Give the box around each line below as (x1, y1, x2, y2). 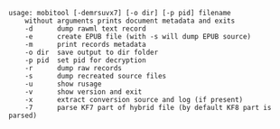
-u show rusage (24, 79, 102, 88)
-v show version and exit (24, 88, 143, 97)
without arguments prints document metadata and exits (24, 16, 236, 25)
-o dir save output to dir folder (24, 48, 159, 57)
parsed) (8, 111, 38, 120)
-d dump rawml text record (24, 24, 146, 33)
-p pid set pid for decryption (24, 56, 146, 65)
